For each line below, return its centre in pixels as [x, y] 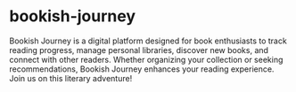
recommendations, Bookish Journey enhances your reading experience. [142, 69]
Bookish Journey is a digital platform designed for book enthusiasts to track [148, 41]
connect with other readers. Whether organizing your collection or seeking [146, 59]
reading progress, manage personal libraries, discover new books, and [139, 50]
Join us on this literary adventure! [71, 78]
